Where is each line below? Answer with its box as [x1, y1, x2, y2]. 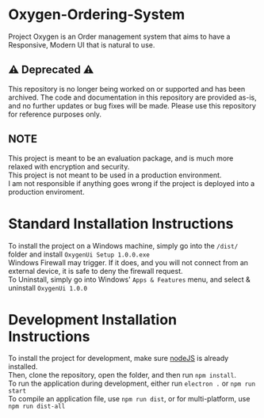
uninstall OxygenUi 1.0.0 [8, 283, 88, 292]
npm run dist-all [8, 402, 66, 411]
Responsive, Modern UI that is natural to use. [8, 40, 155, 49]
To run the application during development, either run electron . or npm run [8, 378, 256, 389]
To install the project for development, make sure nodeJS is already [8, 354, 229, 363]
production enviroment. [8, 187, 85, 196]
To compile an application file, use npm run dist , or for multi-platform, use [8, 394, 251, 404]
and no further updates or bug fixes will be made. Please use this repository [8, 101, 256, 110]
